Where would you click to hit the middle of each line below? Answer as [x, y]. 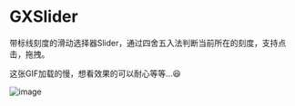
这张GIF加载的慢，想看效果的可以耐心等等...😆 [96, 73]
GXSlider [44, 17]
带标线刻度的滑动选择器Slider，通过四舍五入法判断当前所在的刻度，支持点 [148, 43]
